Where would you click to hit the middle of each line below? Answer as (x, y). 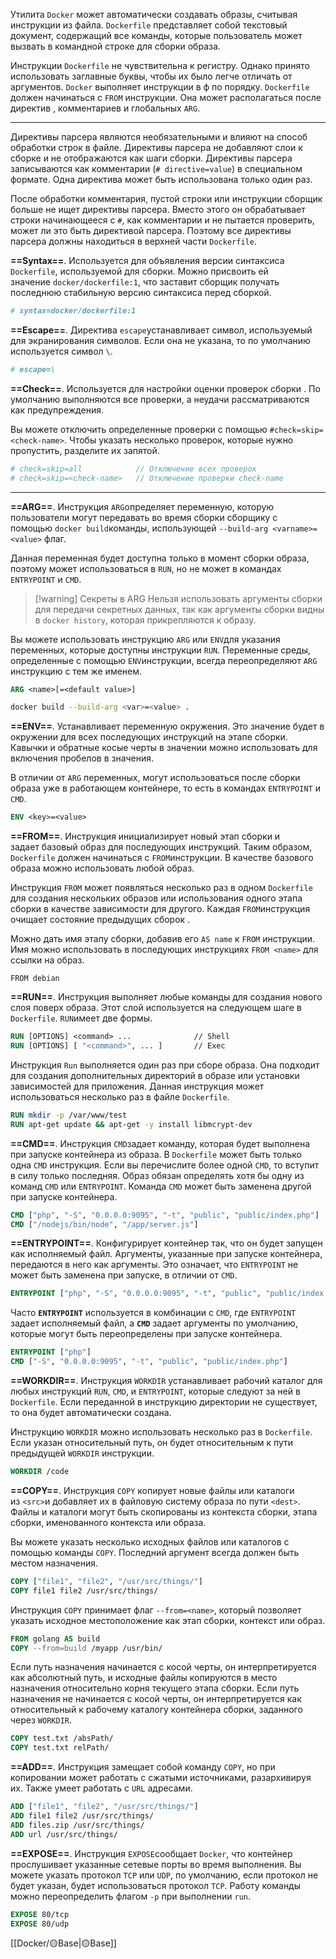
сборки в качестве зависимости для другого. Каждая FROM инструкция (160, 909)
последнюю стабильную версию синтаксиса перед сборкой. (141, 292)
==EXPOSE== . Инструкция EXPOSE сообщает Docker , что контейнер (151, 1853)
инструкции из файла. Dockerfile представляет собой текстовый (149, 25)
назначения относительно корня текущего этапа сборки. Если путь (155, 1688)
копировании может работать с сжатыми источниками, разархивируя (161, 1778)
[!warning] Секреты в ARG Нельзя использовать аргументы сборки (178, 598)
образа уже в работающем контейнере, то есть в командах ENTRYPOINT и (165, 788)
